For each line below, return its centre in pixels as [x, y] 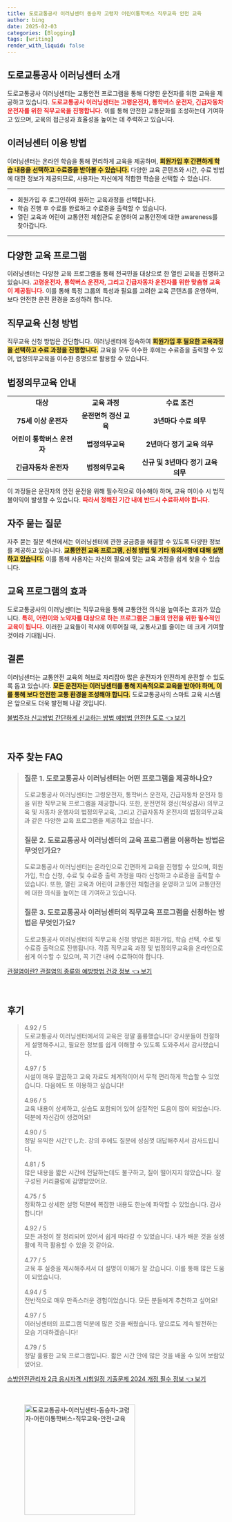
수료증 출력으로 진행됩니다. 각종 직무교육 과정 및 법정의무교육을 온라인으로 [124, 948]
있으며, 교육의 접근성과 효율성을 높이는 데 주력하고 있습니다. [94, 119]
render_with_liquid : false [46, 46]
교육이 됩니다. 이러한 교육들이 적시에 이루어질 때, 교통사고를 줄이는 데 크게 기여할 [116, 627]
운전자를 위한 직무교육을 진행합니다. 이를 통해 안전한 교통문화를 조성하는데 [106, 111]
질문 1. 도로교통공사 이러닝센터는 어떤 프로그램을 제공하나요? [118, 778]
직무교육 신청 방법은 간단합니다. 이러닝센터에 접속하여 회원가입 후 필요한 [104, 341]
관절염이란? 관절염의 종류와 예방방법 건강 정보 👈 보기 [80, 971]
